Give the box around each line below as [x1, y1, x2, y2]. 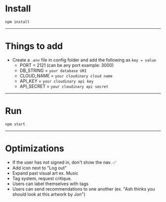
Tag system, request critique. [12, 175, 72, 181]
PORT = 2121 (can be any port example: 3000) [19, 62, 114, 68]
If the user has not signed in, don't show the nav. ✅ [12, 159, 117, 165]
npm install [5, 19, 30, 24]
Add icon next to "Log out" [12, 165, 67, 171]
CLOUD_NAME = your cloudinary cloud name [19, 72, 113, 78]
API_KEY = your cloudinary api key [19, 78, 94, 84]
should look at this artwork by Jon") [12, 191, 85, 197]
